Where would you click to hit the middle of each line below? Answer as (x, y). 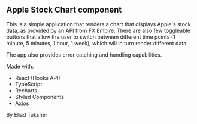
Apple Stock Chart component (64, 10)
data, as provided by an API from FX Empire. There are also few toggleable (98, 30)
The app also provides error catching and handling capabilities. (84, 55)
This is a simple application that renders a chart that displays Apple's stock (99, 24)
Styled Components (40, 97)
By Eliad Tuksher (27, 114)
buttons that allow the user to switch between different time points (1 (91, 37)
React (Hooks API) (38, 77)
